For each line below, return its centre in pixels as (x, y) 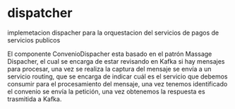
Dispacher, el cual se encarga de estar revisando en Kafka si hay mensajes (116, 61)
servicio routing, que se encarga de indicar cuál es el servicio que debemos (117, 76)
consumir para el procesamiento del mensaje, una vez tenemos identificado (117, 84)
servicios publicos (34, 40)
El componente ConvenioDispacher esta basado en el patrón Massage (110, 54)
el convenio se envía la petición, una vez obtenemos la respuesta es (107, 91)
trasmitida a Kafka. (35, 99)
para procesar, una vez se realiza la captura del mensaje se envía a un (109, 69)
